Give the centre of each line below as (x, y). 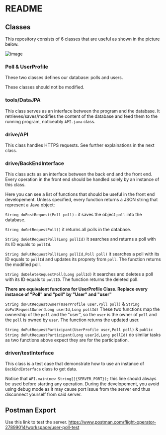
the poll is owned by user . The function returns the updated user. (73, 320)
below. (12, 44)
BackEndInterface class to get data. (41, 369)
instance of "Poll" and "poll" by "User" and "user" (58, 294)
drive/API (17, 134)
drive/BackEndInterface (35, 163)
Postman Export (31, 410)
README (24, 9)
